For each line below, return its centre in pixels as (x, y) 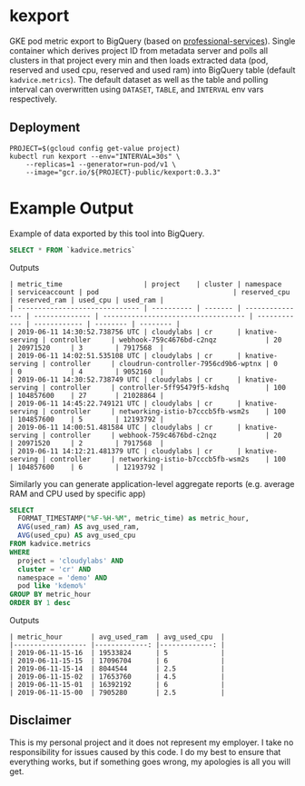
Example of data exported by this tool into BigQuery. (107, 234)
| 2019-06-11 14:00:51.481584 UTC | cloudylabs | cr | (126, 427)
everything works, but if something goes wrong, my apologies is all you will (150, 761)
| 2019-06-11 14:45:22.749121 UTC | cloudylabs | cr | (126, 403)
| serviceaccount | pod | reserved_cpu (150, 292)
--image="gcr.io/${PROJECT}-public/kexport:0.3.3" (123, 172)
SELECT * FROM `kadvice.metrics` (73, 250)
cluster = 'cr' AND (54, 569)
